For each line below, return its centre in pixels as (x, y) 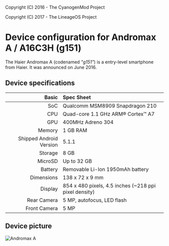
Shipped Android (38, 138)
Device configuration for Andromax (81, 37)
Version (49, 144)
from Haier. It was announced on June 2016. (51, 67)
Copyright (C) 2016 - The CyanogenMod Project (55, 7)
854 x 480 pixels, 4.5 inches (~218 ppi (109, 186)
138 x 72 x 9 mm (83, 177)
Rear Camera (43, 200)
